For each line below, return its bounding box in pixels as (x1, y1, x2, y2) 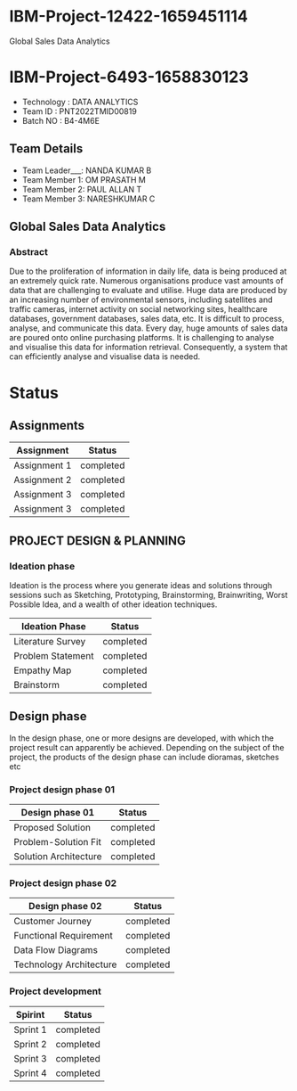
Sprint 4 (13, 1067, 47, 1079)
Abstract (9, 246, 49, 258)
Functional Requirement (13, 930, 113, 942)
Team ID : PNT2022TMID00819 (21, 105, 138, 117)
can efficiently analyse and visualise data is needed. (9, 351, 201, 362)
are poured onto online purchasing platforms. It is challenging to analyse (9, 332, 275, 343)
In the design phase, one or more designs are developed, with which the (9, 733, 274, 743)
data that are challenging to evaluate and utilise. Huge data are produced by (9, 285, 287, 296)
